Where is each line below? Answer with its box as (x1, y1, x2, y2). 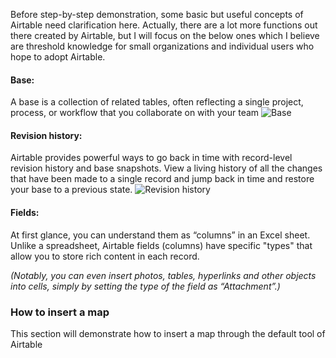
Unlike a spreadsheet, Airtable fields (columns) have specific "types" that (10, 239, 313, 251)
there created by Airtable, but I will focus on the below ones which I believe (10, 30, 320, 41)
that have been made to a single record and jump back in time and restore (10, 173, 315, 185)
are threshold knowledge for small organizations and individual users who (10, 40, 315, 52)
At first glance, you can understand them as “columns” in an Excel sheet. (10, 229, 311, 241)
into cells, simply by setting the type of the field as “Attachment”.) (10, 280, 281, 292)
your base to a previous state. (10, 184, 133, 196)
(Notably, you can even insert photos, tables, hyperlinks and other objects (10, 269, 317, 281)
